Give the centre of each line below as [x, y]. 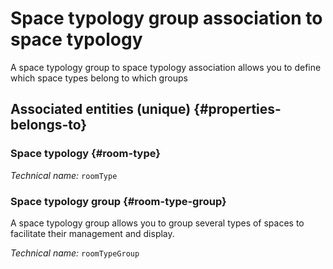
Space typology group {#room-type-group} [118, 201]
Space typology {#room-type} [85, 154]
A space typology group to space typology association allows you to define [166, 67]
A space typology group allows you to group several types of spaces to [157, 223]
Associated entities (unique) [101, 109]
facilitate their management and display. [92, 233]
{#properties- [237, 109]
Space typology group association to [166, 18]
